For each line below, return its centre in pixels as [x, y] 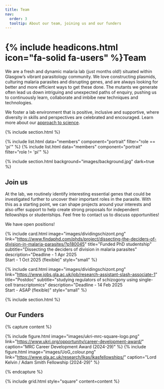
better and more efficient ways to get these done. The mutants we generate [82, 87]
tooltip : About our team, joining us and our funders [65, 23]
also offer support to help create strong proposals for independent [72, 209]
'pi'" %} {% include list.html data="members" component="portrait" [74, 147]
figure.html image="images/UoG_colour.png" [51, 352]
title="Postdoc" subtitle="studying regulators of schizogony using [71, 280]
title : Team [17, 10]
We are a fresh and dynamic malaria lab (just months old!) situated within [79, 72]
